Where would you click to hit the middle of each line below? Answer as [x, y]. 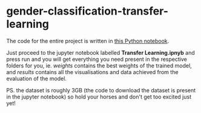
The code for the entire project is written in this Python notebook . [88, 41]
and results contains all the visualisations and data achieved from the [92, 72]
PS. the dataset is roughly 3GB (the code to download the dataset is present [101, 90]
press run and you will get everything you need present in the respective [97, 59]
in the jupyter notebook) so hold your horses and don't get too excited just [99, 97]
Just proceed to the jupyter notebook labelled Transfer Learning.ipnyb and [100, 52]
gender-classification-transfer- [87, 11]
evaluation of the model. [36, 78]
